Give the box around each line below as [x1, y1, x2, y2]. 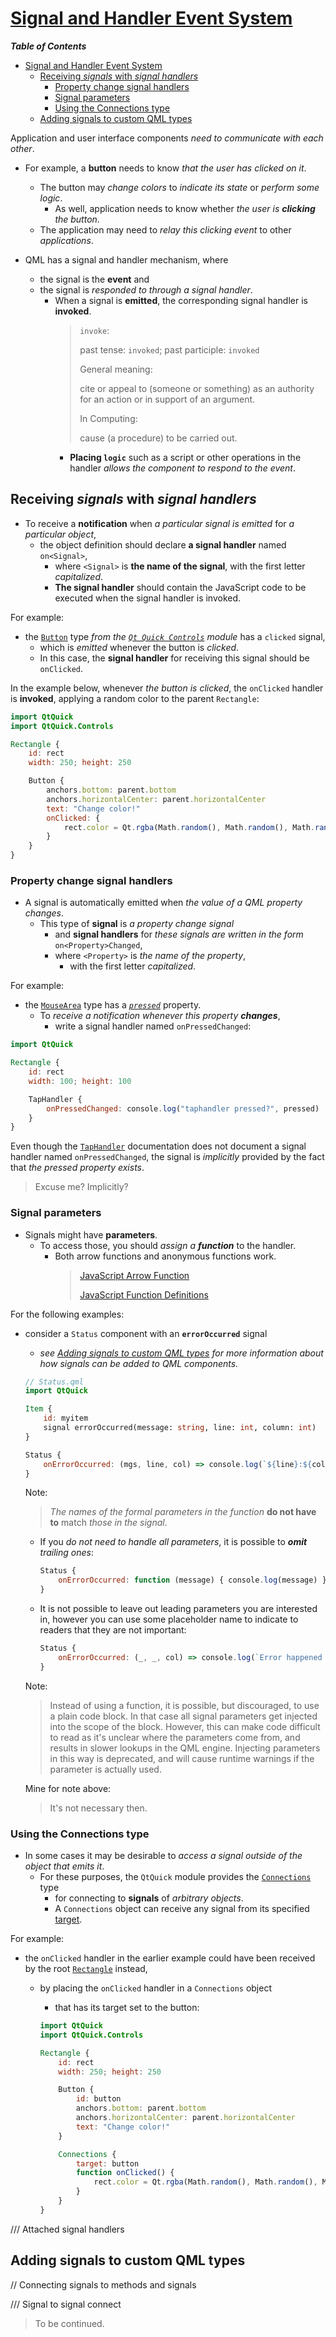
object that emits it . [24, 1860, 105, 1872]
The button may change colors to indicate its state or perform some [39, 181, 320, 193]
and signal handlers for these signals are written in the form [54, 928, 304, 941]
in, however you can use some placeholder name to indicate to [39, 1613, 299, 1626]
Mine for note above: [24, 1782, 112, 1794]
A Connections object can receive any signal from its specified [54, 1903, 310, 1915]
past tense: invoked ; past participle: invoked [79, 343, 260, 356]
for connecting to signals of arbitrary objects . [54, 1892, 244, 1904]
